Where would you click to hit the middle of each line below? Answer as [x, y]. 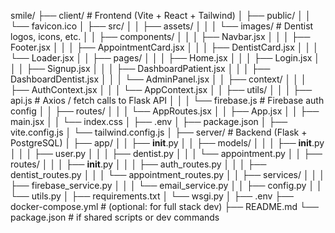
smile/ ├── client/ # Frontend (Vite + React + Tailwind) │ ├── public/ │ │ [161, 15]
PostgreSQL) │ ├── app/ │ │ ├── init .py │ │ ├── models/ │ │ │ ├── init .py [167, 143]
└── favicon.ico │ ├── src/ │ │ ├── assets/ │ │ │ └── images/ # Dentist [162, 26]
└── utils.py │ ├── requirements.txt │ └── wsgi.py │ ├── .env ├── [152, 196]
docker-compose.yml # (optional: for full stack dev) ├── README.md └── [164, 206]
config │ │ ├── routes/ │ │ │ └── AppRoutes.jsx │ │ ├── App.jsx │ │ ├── [165, 111]
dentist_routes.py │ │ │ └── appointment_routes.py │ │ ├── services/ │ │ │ [168, 174]
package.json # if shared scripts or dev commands [115, 217]
